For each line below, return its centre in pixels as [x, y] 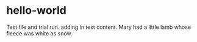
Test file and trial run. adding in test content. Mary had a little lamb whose [99, 27]
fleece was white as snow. [39, 33]
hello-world [37, 10]
